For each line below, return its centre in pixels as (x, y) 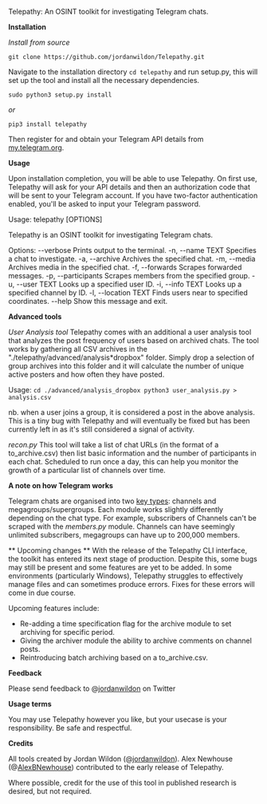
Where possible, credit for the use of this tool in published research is (122, 782)
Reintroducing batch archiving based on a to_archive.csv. (114, 658)
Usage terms (30, 704)
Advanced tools (35, 317)
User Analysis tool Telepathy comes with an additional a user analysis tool (130, 332)
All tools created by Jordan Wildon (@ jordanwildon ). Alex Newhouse (121, 759)
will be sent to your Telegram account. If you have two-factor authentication (133, 195)
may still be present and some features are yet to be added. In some (120, 567)
